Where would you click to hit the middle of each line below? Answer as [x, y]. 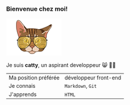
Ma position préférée [34, 78]
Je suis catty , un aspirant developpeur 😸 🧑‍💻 [61, 65]
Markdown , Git [80, 86]
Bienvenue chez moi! [37, 9]
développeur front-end [93, 78]
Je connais [22, 86]
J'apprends [23, 94]
